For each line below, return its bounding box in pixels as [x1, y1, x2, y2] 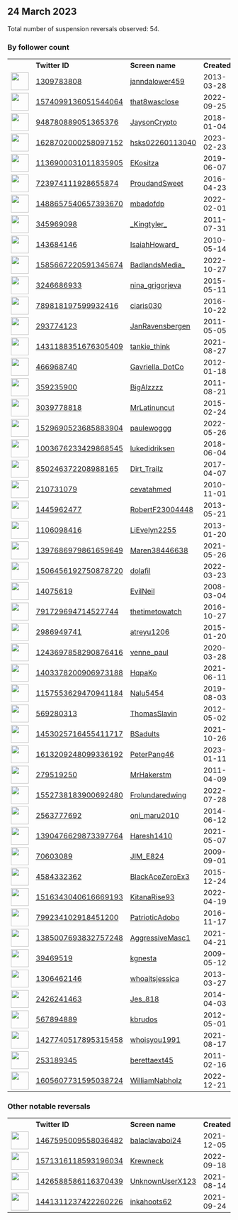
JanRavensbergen [130, 321, 191, 331]
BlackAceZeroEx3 [130, 872, 190, 882]
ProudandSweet [130, 179, 184, 189]
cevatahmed [130, 484, 172, 494]
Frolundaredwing [130, 790, 187, 800]
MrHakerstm [130, 770, 172, 780]
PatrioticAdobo [130, 913, 180, 923]
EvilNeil [130, 587, 155, 597]
